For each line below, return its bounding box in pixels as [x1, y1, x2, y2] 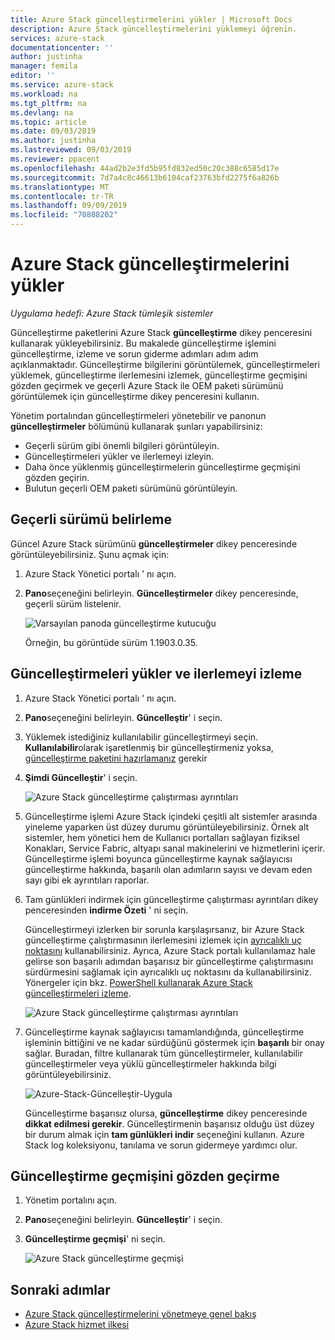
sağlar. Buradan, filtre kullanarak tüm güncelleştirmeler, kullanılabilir [24, 1047, 303, 1059]
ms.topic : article [10, 117, 87, 127]
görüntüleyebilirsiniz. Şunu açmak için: [10, 548, 170, 560]
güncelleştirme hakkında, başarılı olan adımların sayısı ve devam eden [24, 863, 313, 875]
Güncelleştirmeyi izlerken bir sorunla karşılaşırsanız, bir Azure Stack [24, 923, 305, 935]
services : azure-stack [10, 33, 105, 43]
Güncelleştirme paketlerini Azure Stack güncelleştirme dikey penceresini [10, 326, 313, 338]
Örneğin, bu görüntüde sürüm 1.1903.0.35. [24, 636, 198, 648]
